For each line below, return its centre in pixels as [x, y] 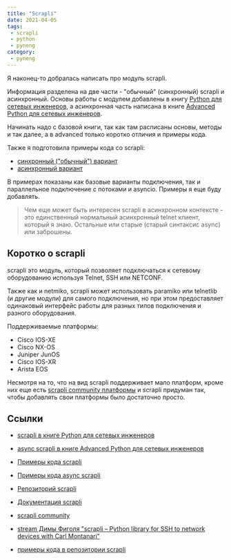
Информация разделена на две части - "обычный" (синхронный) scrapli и [116, 91]
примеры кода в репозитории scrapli [71, 550]
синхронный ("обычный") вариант [68, 161]
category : [21, 52]
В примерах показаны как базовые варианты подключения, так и [104, 182]
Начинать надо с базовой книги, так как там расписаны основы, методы [114, 127]
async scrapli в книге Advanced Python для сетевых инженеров [110, 449]
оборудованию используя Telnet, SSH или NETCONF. [85, 278]
